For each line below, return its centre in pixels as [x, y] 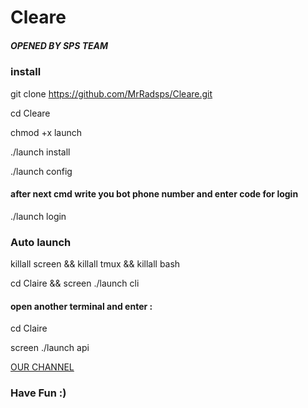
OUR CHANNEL [42, 367]
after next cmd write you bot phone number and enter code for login [154, 194]
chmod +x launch [46, 132]
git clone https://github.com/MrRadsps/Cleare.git [111, 93]
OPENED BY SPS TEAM [59, 45]
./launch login [38, 216]
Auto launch [41, 242]
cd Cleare [30, 113]
